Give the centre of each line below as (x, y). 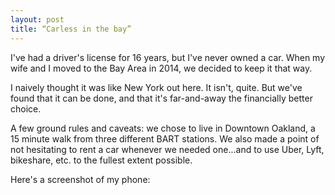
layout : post (37, 19)
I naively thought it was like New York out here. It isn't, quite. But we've (156, 87)
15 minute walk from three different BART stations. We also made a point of (165, 138)
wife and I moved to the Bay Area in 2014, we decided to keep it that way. (161, 68)
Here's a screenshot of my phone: (80, 179)
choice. (26, 108)
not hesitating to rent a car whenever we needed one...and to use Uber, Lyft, (167, 149)
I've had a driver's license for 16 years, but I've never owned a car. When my (168, 57)
